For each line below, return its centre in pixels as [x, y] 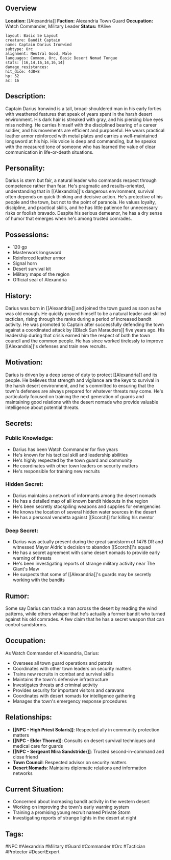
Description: [26, 96]
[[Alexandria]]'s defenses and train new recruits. [56, 346]
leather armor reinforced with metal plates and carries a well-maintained [81, 136]
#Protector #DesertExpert [32, 852]
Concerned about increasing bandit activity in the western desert [81, 802]
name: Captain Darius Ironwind [39, 45]
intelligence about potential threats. [43, 407]
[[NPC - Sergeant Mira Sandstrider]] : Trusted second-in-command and [88, 751]
